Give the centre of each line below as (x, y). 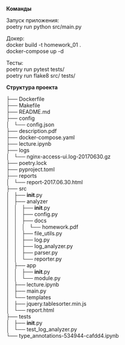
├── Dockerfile (26, 99)
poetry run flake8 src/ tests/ (41, 76)
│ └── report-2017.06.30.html (44, 182)
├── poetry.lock (26, 163)
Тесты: (15, 63)
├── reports (22, 176)
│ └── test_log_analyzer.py (42, 329)
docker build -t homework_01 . (44, 45)
